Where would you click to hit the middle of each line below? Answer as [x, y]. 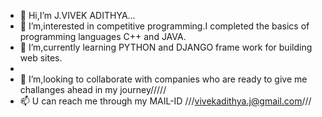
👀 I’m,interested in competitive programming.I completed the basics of [164, 26]
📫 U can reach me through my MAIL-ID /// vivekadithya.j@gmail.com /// [165, 101]
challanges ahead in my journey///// [93, 89]
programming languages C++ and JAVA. [103, 36]
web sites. [41, 58]
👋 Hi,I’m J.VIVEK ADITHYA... [77, 15]
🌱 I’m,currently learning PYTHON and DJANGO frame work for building [166, 47]
